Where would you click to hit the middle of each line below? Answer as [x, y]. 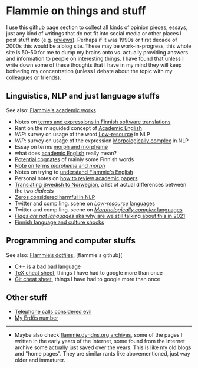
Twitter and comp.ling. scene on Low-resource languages [85, 203]
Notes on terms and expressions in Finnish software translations [93, 122]
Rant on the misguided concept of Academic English [78, 128]
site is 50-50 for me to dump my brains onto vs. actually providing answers [97, 52]
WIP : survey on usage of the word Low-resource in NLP [82, 134]
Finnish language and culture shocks [59, 222]
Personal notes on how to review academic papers [76, 178]
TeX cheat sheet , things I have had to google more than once [89, 272]
